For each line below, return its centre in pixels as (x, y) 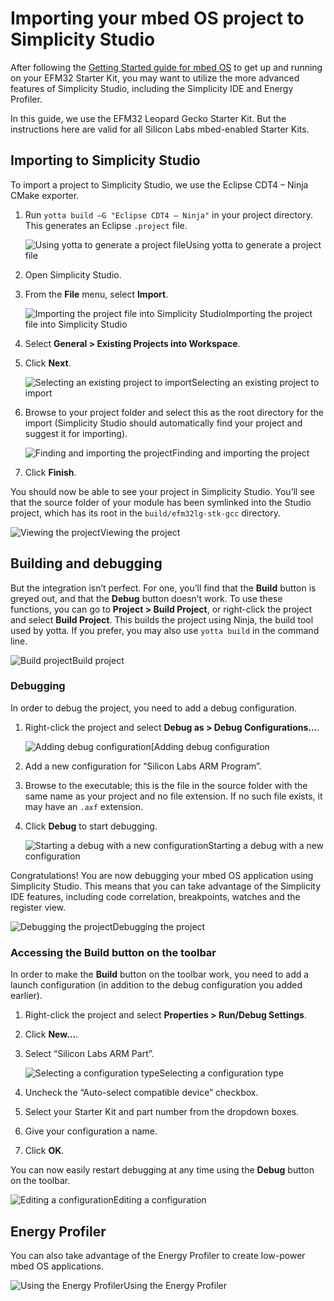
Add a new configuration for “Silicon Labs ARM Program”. (143, 766)
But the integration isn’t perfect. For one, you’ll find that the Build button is (163, 588)
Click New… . (51, 1034)
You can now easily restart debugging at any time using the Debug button (162, 1170)
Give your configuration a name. (91, 1131)
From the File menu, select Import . (96, 294)
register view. (38, 907)
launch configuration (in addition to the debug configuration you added (156, 985)
